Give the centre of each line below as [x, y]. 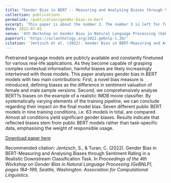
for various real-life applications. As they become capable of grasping [79, 63]
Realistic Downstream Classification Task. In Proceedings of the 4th [76, 159]
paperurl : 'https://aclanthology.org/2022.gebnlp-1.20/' [67, 39]
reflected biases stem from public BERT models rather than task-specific [81, 122]
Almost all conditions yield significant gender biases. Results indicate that [82, 117]
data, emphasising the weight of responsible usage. [59, 128]
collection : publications [33, 15]
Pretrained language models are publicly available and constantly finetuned [84, 58]
